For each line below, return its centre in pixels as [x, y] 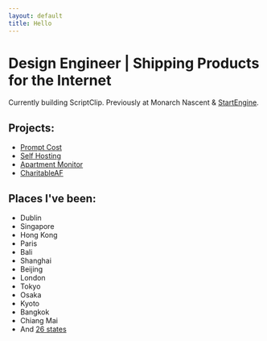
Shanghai [36, 261]
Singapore [37, 227]
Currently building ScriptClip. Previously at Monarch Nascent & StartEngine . [133, 102]
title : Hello [30, 23]
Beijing [31, 269]
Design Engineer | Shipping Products [134, 63]
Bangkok [35, 312]
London [33, 278]
